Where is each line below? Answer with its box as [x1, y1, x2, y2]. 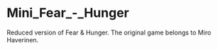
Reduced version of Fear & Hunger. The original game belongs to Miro [6, 28, 212, 37]
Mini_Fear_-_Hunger [6, 5, 129, 21]
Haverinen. [6, 35, 39, 44]
